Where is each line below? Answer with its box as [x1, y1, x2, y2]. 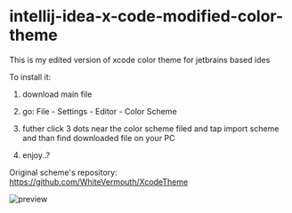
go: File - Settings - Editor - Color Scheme [21, 106, 177, 116]
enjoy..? [21, 149, 51, 161]
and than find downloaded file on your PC [21, 132, 175, 143]
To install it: [9, 71, 52, 82]
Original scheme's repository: [9, 167, 118, 177]
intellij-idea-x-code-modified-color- [9, 6, 284, 27]
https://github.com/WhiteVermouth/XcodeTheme [9, 176, 189, 187]
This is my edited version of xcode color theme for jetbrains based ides [9, 54, 271, 65]
